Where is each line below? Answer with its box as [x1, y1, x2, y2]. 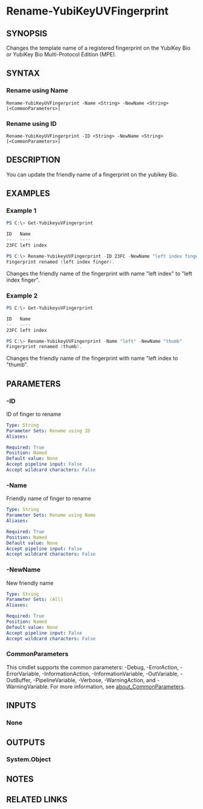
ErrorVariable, [6, 670, 41, 677]
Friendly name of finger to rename [6, 495, 92, 502]
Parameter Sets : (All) [6, 597, 63, 603]
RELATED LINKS [6, 794, 68, 805]
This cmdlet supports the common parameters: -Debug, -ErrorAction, [6, 663, 179, 671]
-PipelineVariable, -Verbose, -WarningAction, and [33, 676, 156, 684]
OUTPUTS [6, 737, 45, 747]
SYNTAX [6, 68, 40, 79]
